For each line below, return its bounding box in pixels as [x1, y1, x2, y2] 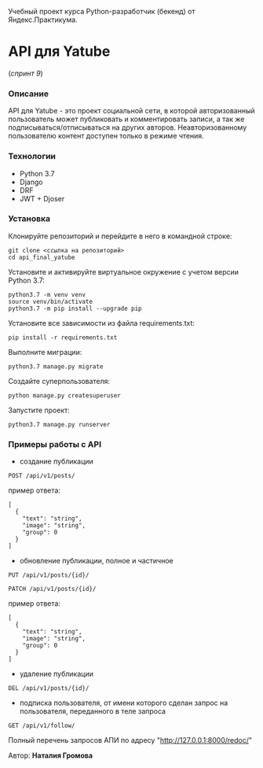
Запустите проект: [8, 405, 71, 415]
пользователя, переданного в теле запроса [19, 707, 166, 716]
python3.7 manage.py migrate [8, 362, 104, 371]
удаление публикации [19, 669, 94, 679]
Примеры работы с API [8, 438, 102, 449]
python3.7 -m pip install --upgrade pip [8, 305, 143, 312]
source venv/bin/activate [8, 297, 93, 305]
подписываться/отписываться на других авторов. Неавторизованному [8, 123, 247, 132]
